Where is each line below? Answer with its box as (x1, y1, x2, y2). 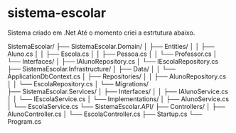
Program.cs (7, 117, 41, 125)
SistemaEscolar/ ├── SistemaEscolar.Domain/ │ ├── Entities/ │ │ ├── (7, 42, 215, 50)
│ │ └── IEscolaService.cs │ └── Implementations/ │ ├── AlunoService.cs (7, 94, 230, 103)
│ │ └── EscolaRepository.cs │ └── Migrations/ (7, 79, 149, 88)
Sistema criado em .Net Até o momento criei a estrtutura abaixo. (7, 28, 195, 37)
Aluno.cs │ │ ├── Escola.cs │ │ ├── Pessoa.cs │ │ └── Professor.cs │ (7, 50, 218, 58)
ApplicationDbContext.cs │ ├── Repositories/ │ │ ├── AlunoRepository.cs (7, 72, 226, 81)
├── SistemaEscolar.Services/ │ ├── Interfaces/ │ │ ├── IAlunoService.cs (7, 87, 229, 96)
